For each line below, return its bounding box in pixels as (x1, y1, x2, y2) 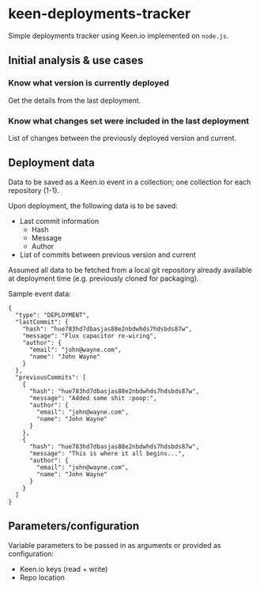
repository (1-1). (8, 185, 60, 195)
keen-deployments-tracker (8, 5, 191, 23)
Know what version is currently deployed (8, 78, 170, 89)
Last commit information (19, 216, 100, 225)
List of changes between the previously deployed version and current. (8, 133, 237, 142)
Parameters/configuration (8, 520, 140, 533)
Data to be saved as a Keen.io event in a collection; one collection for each (8, 177, 251, 187)
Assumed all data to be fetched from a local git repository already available (8, 265, 253, 274)
